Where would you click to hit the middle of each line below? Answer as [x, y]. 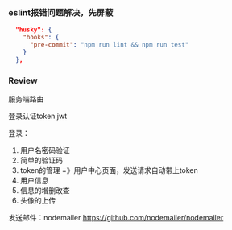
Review [23, 80]
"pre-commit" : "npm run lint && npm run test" [109, 45]
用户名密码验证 [45, 150]
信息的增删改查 [45, 190]
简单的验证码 [41, 160]
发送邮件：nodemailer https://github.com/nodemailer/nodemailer [116, 217]
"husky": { [34, 30]
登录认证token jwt [38, 116]
